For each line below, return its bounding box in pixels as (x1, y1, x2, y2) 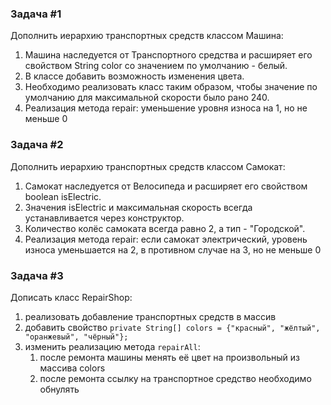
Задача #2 (10, 138, 64, 152)
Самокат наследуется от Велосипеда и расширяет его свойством (24, 180, 308, 192)
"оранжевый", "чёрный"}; (24, 332, 129, 342)
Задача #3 (10, 268, 64, 282)
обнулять (39, 383, 80, 395)
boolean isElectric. (24, 190, 102, 202)
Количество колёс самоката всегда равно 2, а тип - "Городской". (24, 222, 306, 234)
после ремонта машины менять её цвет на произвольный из (39, 351, 300, 363)
